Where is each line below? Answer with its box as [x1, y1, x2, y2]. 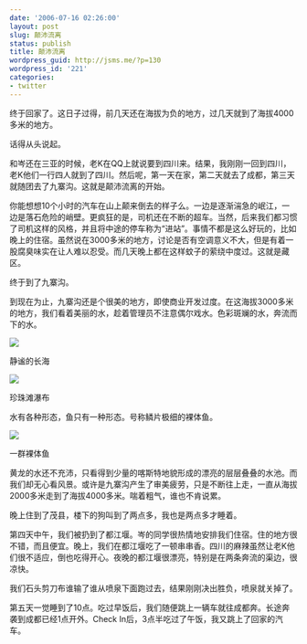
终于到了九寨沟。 [9, 276, 74, 288]
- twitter [9, 81, 48, 90]
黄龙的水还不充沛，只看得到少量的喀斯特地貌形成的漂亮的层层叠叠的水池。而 [9, 467, 298, 478]
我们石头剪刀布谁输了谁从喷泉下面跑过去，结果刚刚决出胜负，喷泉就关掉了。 [9, 582, 298, 594]
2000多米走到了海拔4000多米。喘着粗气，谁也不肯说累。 [9, 490, 227, 501]
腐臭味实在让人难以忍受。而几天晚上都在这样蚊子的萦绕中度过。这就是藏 [16, 246, 290, 257]
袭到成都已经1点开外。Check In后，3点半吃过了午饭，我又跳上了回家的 [9, 613, 276, 624]
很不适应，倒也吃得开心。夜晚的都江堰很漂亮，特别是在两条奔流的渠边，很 [16, 552, 298, 563]
